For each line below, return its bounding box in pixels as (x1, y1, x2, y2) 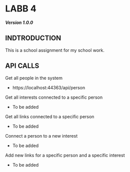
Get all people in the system (5, 75, 62, 81)
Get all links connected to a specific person (5, 113, 94, 120)
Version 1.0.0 (5, 19, 33, 25)
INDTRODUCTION (5, 34, 61, 42)
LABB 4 (5, 3, 36, 14)
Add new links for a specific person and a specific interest (5, 152, 125, 158)
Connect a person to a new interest (5, 133, 78, 139)
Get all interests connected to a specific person (5, 94, 103, 100)
